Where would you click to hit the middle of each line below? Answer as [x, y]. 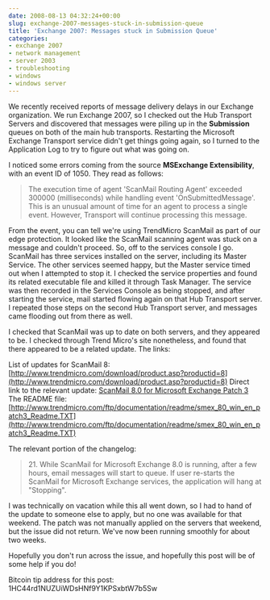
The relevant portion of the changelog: [73, 448]
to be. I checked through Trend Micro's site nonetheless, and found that [127, 340]
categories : [28, 38]
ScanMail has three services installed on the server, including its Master [128, 256]
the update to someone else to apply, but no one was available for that [125, 514]
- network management [45, 53]
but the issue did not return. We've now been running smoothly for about [129, 531]
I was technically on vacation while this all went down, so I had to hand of [130, 506]
